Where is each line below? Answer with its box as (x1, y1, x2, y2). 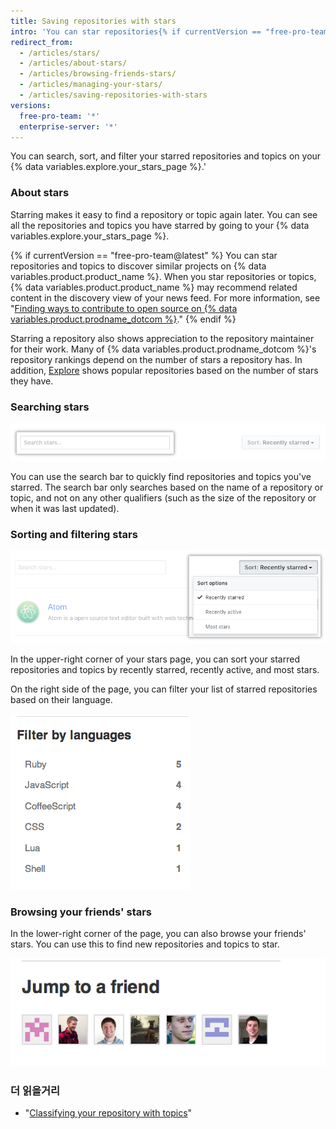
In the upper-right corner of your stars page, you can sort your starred (10, 653, 300, 665)
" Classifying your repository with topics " (24, 1107, 193, 1119)
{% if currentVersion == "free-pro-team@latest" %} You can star (10, 249, 278, 261)
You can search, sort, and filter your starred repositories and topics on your (10, 150, 322, 162)
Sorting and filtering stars (10, 527, 138, 541)
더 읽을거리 (10, 1083, 61, 1097)
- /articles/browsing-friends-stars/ (19, 69, 177, 79)
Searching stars (10, 400, 90, 414)
